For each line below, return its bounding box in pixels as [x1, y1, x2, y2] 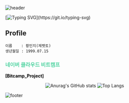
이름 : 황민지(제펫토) [5, 43, 51, 48]
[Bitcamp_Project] [5, 73, 44, 79]
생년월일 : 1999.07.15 [5, 48, 49, 54]
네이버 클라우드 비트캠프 [5, 61, 60, 68]
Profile [5, 29, 27, 38]
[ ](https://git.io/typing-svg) [5, 15, 91, 20]
